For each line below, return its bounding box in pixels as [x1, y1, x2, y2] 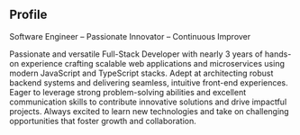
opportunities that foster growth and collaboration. [9, 115, 196, 126]
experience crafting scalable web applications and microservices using [21, 58, 286, 68]
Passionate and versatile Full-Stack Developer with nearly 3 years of [9, 49, 263, 59]
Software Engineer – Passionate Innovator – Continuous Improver [9, 31, 251, 41]
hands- [264, 49, 292, 59]
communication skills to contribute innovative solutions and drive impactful [9, 96, 287, 107]
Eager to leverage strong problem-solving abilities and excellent [9, 86, 247, 97]
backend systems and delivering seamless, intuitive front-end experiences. [9, 76, 288, 88]
